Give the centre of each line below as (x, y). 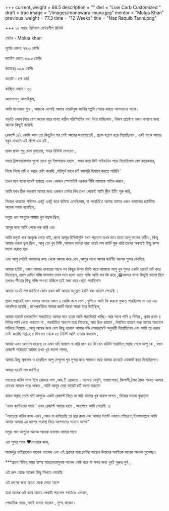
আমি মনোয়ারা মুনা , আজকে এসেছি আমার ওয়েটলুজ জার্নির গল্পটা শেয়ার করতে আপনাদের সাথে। (72, 109)
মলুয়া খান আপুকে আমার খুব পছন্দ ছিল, (33, 217)
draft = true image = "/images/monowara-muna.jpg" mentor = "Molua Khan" (85, 13)
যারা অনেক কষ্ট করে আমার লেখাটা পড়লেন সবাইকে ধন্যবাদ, (47, 493)
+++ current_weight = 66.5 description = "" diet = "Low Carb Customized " (83, 7)
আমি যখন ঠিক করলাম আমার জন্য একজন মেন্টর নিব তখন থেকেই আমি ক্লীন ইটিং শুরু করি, (68, 191)
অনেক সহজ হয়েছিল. (20, 207)
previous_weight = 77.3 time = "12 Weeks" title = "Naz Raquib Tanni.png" (81, 18)
